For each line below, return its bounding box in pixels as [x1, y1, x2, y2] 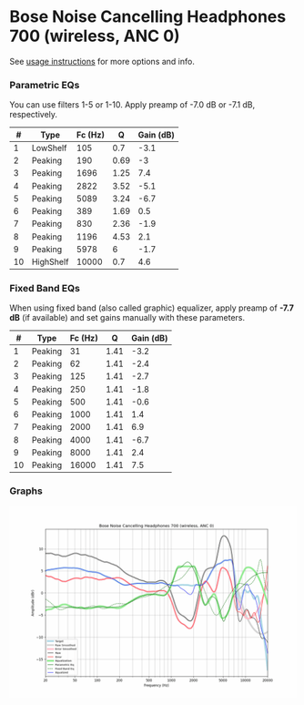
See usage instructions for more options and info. [9, 56, 196, 66]
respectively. [9, 109, 57, 120]
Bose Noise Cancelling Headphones [9, 6, 287, 27]
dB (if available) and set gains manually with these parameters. [9, 312, 246, 323]
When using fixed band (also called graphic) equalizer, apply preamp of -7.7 [9, 302, 294, 313]
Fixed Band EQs [9, 281, 80, 294]
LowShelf [31, 142, 67, 153]
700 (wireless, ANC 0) [9, 26, 180, 46]
